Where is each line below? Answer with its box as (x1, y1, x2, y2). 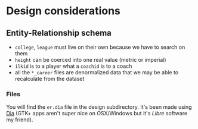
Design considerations (6, 4, 121, 18)
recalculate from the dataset (14, 75, 85, 82)
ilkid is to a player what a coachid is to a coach (14, 62, 132, 70)
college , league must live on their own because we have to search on (14, 43, 185, 51)
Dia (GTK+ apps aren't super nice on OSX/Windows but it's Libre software (6, 110, 188, 117)
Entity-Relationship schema (6, 28, 112, 38)
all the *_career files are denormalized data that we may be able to (14, 69, 179, 75)
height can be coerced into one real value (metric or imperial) (14, 56, 166, 63)
